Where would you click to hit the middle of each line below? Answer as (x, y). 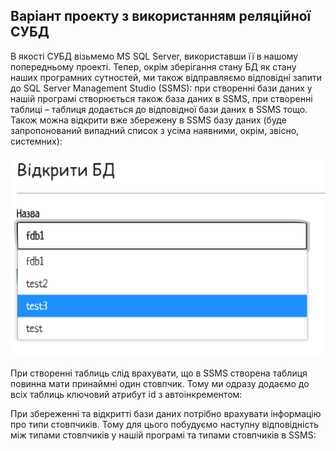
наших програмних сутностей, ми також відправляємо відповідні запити (166, 77)
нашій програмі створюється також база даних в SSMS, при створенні (161, 98)
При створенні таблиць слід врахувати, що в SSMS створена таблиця (159, 373)
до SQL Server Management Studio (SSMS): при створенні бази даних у (161, 88)
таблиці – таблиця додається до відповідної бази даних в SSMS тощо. (159, 109)
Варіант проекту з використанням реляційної (161, 16)
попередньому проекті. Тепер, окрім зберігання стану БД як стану (153, 66)
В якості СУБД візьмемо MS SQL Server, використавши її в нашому (154, 56)
